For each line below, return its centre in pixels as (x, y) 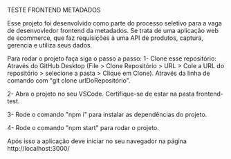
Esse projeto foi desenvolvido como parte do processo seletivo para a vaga (115, 23)
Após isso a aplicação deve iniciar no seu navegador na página (97, 141)
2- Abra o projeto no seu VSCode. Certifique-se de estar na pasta (101, 94)
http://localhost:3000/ (39, 148)
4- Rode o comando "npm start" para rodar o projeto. (83, 128)
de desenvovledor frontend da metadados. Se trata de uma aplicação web (113, 31)
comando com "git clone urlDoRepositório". (69, 81)
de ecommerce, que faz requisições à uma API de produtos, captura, (105, 38)
